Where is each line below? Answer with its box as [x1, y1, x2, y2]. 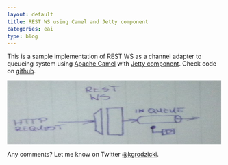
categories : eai [7, 25, 53, 32]
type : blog [7, 33, 38, 40]
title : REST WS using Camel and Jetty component [7, 18, 149, 25]
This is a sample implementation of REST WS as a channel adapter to [7, 52, 202, 61]
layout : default [7, 11, 53, 18]
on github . [7, 67, 36, 75]
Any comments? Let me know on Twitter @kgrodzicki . [7, 151, 160, 159]
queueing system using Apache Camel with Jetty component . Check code [7, 60, 217, 68]
